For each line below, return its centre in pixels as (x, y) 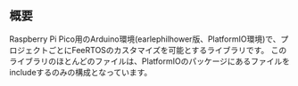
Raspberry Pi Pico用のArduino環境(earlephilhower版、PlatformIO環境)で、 (145, 39)
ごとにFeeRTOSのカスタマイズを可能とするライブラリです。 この (167, 50)
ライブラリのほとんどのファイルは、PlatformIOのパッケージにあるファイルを (150, 61)
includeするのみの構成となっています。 (81, 72)
